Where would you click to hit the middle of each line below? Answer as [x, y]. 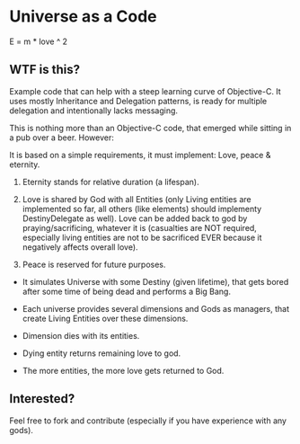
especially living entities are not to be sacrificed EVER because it [142, 237]
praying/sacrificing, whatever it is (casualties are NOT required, [140, 227]
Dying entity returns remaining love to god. [101, 353]
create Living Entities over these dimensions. [105, 318]
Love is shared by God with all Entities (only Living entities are [137, 199]
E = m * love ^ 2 [38, 41]
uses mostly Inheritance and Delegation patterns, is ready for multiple [138, 101]
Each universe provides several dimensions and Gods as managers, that [156, 308]
